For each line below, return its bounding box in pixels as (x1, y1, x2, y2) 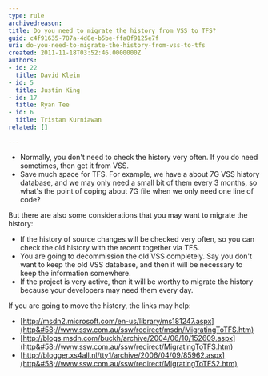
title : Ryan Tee (15, 101, 70, 109)
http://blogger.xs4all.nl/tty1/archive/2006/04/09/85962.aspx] (22, 350, 226, 360)
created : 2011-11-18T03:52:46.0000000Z (8, 49, 142, 57)
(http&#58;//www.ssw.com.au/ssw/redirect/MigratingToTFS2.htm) (19, 358, 238, 368)
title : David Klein (15, 71, 81, 79)
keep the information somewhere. (19, 268, 132, 278)
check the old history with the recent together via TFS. (19, 242, 200, 252)
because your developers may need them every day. (19, 285, 194, 294)
